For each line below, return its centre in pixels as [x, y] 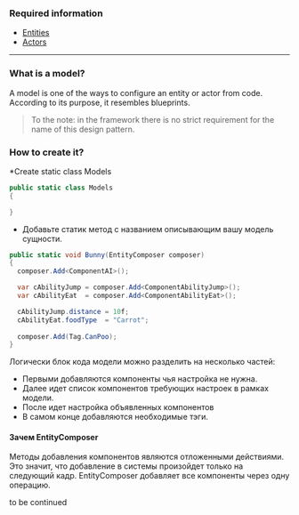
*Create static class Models [61, 171]
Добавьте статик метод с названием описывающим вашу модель [148, 229]
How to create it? [47, 152]
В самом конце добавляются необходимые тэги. [115, 417]
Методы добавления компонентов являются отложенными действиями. [147, 457]
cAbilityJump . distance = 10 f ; [73, 311]
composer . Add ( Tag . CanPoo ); [67, 336]
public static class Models [61, 188]
